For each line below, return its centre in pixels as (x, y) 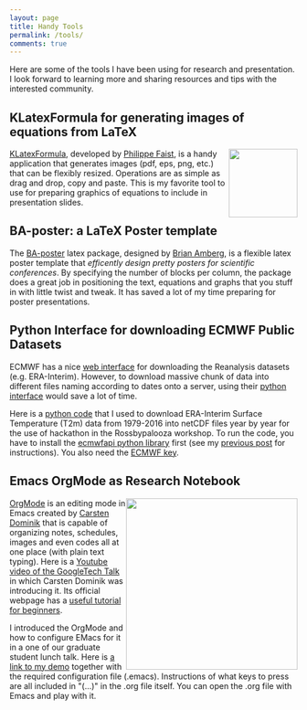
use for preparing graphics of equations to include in (109, 193)
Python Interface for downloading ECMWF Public (152, 330)
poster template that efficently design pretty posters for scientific (132, 262)
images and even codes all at (64, 542)
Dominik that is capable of (58, 523)
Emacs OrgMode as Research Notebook (125, 481)
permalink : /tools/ (47, 35)
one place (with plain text (57, 551)
